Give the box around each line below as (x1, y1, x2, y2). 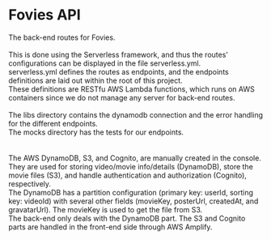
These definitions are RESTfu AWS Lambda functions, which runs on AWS (8, 84, 255, 94)
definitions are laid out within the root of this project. (8, 75, 184, 85)
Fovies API (8, 6, 81, 24)
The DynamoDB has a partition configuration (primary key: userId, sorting (8, 187, 253, 197)
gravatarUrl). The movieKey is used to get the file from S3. (8, 204, 203, 214)
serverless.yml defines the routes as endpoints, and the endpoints (8, 66, 229, 76)
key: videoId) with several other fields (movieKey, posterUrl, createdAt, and (8, 196, 259, 206)
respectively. (8, 178, 51, 188)
